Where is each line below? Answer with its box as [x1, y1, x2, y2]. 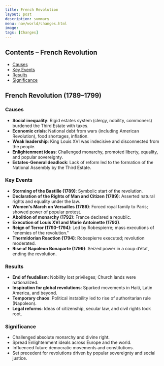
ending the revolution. [12, 251, 57, 257]
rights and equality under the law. [12, 198, 80, 204]
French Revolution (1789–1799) [5, 92, 102, 100]
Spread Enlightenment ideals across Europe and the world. [12, 339, 131, 345]
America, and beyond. [12, 290, 58, 296]
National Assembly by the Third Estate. [12, 165, 92, 170]
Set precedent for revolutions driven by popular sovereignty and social [12, 350, 156, 356]
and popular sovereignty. [12, 154, 63, 160]
